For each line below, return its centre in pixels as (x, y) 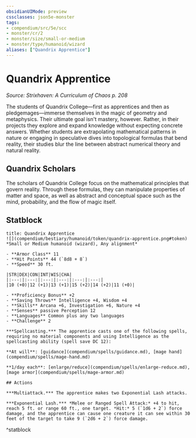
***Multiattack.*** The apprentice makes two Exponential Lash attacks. (97, 393)
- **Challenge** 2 (28, 321)
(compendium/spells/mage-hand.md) (48, 357)
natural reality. (23, 150)
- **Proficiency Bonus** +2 (40, 295)
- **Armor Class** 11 (33, 254)
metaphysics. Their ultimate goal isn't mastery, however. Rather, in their (92, 119)
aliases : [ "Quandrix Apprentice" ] (48, 50)
